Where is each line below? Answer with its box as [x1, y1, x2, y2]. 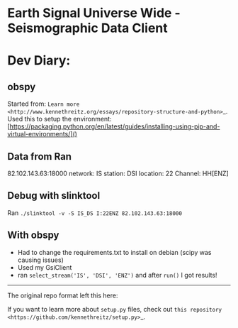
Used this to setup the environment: [7, 115, 112, 124]
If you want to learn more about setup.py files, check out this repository [7, 305, 222, 313]
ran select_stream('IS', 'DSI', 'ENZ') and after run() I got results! [17, 270, 217, 279]
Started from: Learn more [7, 99, 80, 108]
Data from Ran [7, 151, 72, 163]
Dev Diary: [7, 53, 71, 69]
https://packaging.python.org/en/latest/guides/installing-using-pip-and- [9, 122, 220, 131]
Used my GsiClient [17, 263, 72, 271]
